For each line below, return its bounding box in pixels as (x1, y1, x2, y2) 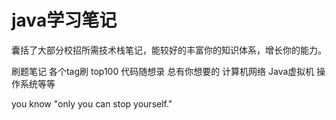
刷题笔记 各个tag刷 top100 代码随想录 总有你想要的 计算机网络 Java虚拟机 (11, 65, 315, 77)
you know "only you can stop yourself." (11, 97, 173, 110)
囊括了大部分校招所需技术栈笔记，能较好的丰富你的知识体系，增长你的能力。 (11, 44, 327, 56)
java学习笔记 (11, 9, 118, 32)
